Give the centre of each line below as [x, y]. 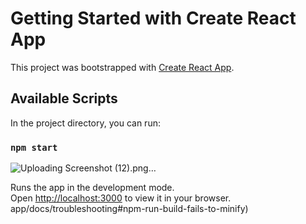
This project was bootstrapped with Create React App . [122, 67]
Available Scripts [64, 98]
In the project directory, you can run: [85, 123]
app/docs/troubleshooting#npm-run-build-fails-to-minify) [129, 209]
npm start [34, 147]
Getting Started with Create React [153, 18]
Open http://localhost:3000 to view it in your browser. [121, 198]
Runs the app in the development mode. [92, 188]
